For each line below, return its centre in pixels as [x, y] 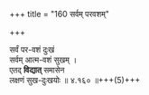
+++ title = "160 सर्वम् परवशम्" [60, 14]
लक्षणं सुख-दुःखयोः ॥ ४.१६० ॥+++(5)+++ [75, 80]
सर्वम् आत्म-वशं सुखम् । [43, 60]
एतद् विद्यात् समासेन [37, 70]
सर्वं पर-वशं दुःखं [32, 49]
